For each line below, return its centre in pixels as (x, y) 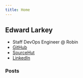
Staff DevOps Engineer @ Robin (45, 42)
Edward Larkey (29, 30)
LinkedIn (21, 58)
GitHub (20, 47)
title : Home (17, 10)
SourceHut (23, 52)
